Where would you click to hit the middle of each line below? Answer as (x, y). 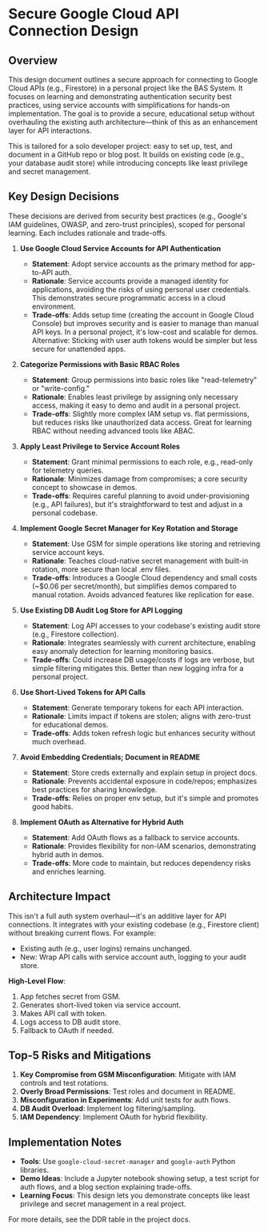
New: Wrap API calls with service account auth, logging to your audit (133, 957)
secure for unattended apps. (79, 349)
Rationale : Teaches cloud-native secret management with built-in (140, 560)
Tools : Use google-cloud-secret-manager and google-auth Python (128, 1162)
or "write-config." (61, 388)
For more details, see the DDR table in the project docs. (99, 1219)
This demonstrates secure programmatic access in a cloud (129, 297)
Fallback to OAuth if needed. (67, 1030)
